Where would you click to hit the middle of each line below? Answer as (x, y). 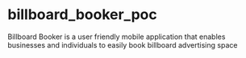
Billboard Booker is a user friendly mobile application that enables (117, 37)
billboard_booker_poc (83, 15)
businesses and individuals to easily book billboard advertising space (123, 44)
